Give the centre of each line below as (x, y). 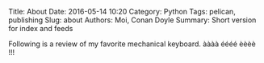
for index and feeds (41, 28)
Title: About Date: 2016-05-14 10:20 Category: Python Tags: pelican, (122, 12)
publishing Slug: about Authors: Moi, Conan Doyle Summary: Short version (132, 20)
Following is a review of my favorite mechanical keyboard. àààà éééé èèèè (132, 44)
